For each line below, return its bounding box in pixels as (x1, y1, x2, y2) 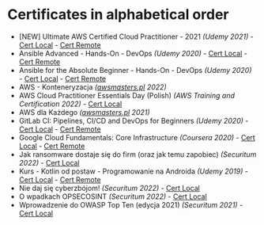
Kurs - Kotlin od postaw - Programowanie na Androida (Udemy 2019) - (18, 166, 248, 176)
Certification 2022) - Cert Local (18, 99, 123, 109)
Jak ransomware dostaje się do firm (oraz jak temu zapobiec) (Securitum (18, 149, 257, 159)
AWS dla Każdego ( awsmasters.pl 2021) (18, 107, 151, 116)
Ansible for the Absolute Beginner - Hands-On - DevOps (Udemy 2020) (18, 65, 252, 74)
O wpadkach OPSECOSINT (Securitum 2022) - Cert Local (18, 192, 207, 201)
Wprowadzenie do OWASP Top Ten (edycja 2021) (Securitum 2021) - (18, 200, 243, 209)
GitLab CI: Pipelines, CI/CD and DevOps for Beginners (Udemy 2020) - (18, 116, 249, 125)
